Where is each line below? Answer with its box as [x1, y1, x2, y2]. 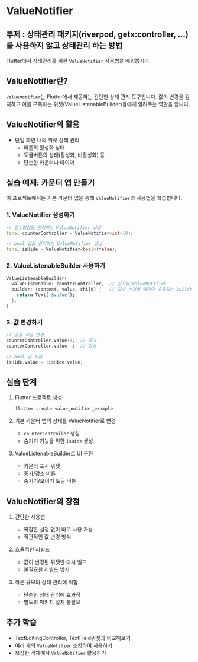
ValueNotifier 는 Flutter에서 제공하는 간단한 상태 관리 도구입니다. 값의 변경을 [6, 93, 184, 100]
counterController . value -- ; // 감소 [6, 343, 96, 349]
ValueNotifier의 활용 [6, 120, 80, 130]
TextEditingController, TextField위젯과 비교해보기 [14, 634, 131, 641]
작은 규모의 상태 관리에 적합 [14, 578, 79, 585]
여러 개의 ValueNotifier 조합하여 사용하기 [14, 642, 113, 649]
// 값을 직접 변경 [6, 332, 44, 338]
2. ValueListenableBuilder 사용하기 [6, 262, 105, 270]
